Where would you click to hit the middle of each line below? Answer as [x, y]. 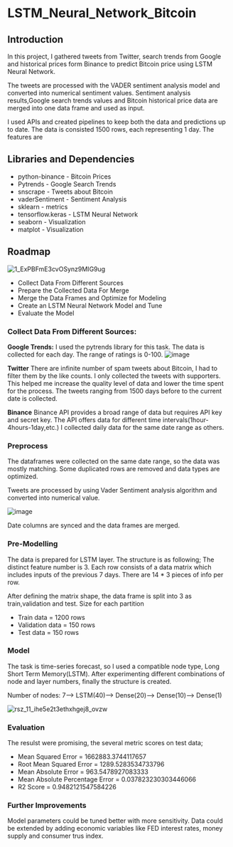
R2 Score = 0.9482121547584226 [67, 787]
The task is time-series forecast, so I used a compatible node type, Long [114, 666]
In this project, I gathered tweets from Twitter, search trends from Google [114, 56]
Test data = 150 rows [48, 632]
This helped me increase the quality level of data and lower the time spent [115, 383]
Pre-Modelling [33, 544]
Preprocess [28, 446]
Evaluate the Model [46, 313]
